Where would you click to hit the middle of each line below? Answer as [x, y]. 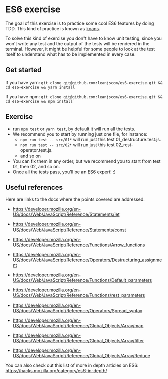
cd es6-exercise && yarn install [40, 87]
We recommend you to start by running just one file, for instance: [80, 134]
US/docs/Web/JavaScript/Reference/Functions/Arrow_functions [79, 245]
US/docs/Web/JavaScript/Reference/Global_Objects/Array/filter [78, 341]
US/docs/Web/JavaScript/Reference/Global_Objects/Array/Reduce [81, 356]
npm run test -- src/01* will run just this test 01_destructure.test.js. [91, 139]
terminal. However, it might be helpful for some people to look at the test [80, 49]
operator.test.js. [36, 150]
